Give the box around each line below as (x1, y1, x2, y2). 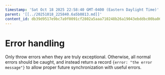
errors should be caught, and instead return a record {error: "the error (5, 59, 152, 65)
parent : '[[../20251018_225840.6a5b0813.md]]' (5, 12, 102, 17)
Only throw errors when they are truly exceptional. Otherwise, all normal (5, 54, 151, 60)
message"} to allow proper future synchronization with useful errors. (5, 65, 141, 71)
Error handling (5, 37, 65, 49)
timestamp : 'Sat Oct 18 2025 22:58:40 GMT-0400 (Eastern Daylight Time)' (5, 7, 160, 12)
